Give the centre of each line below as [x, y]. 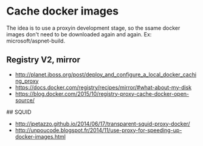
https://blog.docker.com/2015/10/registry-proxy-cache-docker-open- [102, 94]
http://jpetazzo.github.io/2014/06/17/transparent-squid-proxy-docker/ [102, 124]
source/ [25, 100]
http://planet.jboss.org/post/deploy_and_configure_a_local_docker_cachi [105, 75]
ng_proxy [27, 81]
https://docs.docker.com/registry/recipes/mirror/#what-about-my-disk [103, 87]
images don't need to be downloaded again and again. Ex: [79, 34]
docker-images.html [40, 136]
